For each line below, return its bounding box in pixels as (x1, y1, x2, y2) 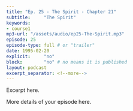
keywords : (6, 20, 31, 26)
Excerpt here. (6, 86, 40, 94)
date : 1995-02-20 (6, 48, 50, 54)
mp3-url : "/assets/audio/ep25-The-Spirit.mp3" (6, 31, 125, 37)
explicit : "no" (6, 53, 55, 59)
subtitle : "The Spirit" (6, 14, 77, 20)
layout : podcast (6, 64, 47, 71)
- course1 (6, 25, 31, 32)
